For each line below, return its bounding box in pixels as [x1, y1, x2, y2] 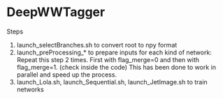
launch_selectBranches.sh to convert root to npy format [16, 40, 178, 49]
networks [16, 85, 45, 93]
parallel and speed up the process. [16, 70, 117, 79]
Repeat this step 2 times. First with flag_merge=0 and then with [16, 55, 200, 63]
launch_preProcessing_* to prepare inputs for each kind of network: [16, 48, 213, 56]
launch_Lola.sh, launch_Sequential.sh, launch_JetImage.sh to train [16, 77, 208, 86]
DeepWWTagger [6, 4, 106, 20]
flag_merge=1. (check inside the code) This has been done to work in [16, 63, 216, 71]
